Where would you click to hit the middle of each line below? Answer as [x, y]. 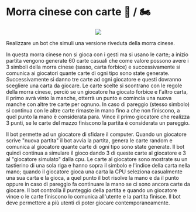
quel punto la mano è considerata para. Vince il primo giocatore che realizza [98, 117]
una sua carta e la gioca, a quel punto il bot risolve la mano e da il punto [93, 177]
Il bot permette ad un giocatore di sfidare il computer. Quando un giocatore [97, 134]
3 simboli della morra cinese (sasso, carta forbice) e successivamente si [93, 67]
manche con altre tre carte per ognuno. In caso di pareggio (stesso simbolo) [98, 104]
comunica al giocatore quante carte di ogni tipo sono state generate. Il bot [95, 146]
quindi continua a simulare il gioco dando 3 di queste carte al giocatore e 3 [96, 153]
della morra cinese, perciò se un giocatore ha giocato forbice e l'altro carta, [97, 91]
